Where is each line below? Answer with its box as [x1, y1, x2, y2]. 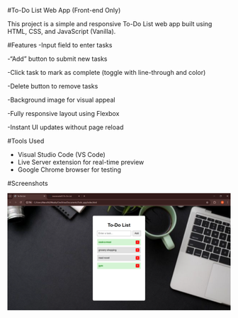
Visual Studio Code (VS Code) [17, 151, 106, 158]
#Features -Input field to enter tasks [7, 41, 113, 49]
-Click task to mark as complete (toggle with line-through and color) [7, 69, 206, 76]
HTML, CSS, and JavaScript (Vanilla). [7, 28, 116, 35]
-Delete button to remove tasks [7, 82, 98, 90]
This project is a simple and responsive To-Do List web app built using [7, 20, 212, 28]
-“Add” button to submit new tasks [7, 54, 108, 63]
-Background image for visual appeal [7, 95, 115, 104]
